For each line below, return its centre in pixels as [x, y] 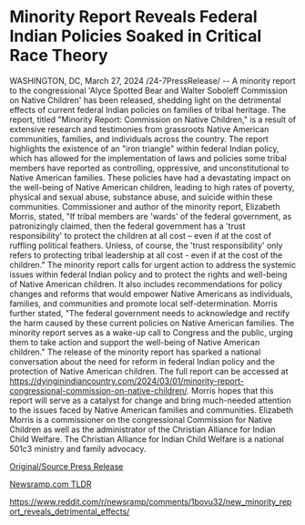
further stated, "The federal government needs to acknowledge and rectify [150, 313]
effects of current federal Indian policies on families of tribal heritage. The [148, 109]
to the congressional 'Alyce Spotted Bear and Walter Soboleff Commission [149, 90]
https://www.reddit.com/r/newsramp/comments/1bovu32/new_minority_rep [151, 501]
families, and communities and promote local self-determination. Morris [143, 304]
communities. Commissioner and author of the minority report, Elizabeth [145, 206]
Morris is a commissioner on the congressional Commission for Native [141, 419]
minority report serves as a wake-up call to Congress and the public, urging [151, 332]
